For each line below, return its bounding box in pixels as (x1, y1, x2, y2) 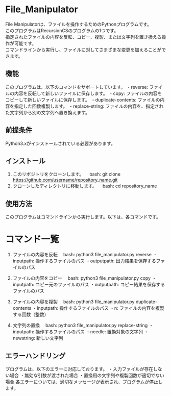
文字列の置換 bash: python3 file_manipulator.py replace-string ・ (12, 323, 154, 329)
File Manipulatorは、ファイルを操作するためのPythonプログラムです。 (5, 21, 152, 27)
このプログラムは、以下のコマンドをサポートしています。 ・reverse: (5, 84, 149, 90)
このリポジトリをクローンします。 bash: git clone (12, 171, 121, 177)
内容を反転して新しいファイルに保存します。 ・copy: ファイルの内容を (14, 90, 162, 96)
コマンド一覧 (5, 234, 60, 245)
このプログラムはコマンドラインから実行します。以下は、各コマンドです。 (5, 214, 161, 220)
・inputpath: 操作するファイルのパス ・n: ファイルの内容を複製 (32, 305, 164, 311)
